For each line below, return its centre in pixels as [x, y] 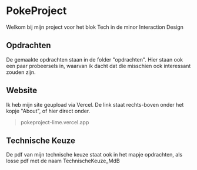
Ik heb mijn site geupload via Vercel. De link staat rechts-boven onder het [95, 104]
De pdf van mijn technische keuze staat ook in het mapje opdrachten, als [94, 155]
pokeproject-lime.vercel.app [55, 122]
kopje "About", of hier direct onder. [48, 111]
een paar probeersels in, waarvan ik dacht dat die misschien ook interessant [98, 66]
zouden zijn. [21, 72]
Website [21, 91]
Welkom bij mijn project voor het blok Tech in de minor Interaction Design [95, 27]
